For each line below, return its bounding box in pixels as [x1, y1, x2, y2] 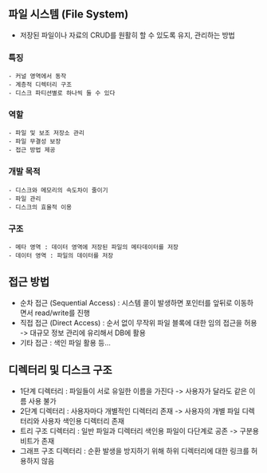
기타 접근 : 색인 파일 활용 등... [19, 337, 112, 347]
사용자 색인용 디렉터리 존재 [41, 416, 125, 425]
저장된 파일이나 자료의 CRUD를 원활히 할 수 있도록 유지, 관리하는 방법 [19, 30, 235, 40]
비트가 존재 [19, 436, 55, 445]
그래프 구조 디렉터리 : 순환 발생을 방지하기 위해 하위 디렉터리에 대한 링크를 [19, 446, 249, 455]
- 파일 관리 [8, 195, 41, 203]
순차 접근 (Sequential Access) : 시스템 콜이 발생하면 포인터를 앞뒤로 [19, 298, 233, 307]
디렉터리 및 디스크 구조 [8, 364, 113, 377]
